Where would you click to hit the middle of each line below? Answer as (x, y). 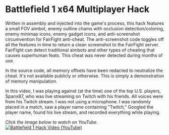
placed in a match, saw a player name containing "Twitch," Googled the (79, 107)
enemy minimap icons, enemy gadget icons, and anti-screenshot (73, 34)
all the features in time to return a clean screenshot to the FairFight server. (82, 44)
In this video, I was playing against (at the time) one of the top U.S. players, (83, 91)
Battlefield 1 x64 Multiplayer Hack (77, 9)
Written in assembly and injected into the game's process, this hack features (85, 23)
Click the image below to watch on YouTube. (52, 122)
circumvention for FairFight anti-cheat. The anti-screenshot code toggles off (84, 39)
